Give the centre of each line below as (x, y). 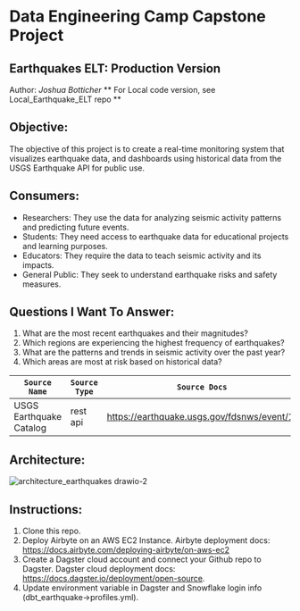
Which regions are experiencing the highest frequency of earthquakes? (153, 343)
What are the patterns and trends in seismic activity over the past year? (154, 352)
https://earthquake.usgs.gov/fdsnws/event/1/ (202, 417)
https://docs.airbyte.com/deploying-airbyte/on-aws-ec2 (126, 550)
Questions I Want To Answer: (92, 312)
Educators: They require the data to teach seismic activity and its (142, 255)
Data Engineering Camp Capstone (137, 17)
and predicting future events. (75, 227)
